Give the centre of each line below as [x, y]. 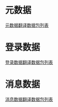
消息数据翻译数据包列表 [29, 99]
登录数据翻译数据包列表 [29, 62]
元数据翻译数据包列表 [27, 25]
